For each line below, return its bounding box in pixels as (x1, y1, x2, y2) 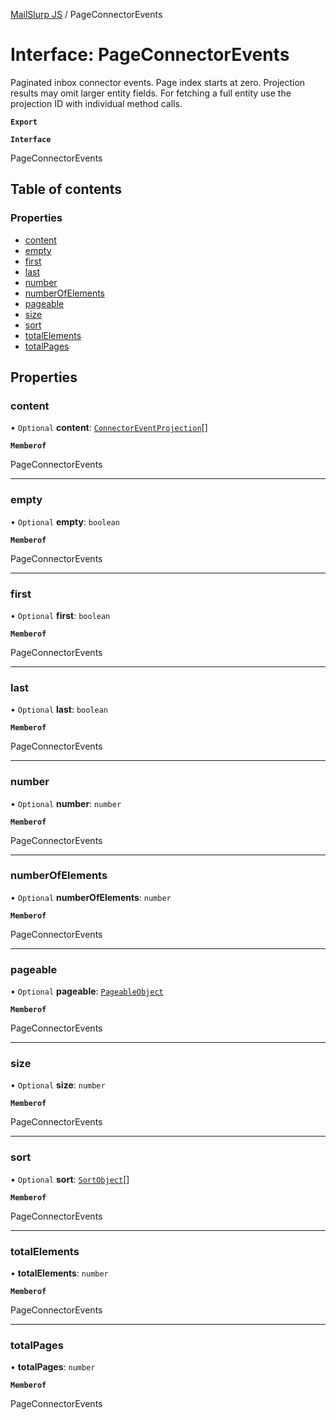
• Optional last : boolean (10, 704, 109, 716)
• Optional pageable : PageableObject (10, 985, 164, 998)
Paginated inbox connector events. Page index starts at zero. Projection (10, 76, 306, 88)
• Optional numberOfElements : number (10, 891, 172, 903)
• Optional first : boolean (10, 609, 111, 621)
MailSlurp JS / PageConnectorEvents (10, 9, 163, 20)
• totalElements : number (10, 1267, 109, 1279)
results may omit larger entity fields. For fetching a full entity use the (10, 87, 292, 99)
